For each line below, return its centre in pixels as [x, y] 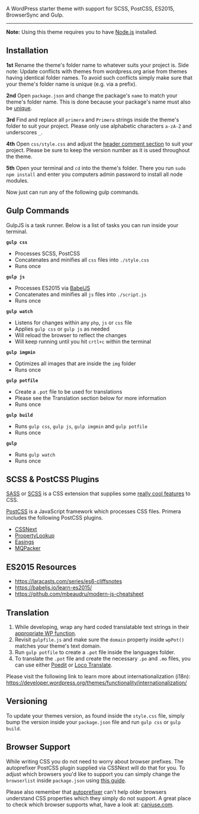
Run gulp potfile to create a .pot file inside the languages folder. [95, 652]
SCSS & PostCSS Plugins [53, 480]
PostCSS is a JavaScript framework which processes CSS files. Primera [94, 511]
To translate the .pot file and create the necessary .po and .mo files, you [102, 659]
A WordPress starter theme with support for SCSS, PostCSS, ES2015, [90, 9]
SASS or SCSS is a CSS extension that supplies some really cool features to [98, 494]
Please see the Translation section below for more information [91, 398]
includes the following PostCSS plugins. [55, 518]
